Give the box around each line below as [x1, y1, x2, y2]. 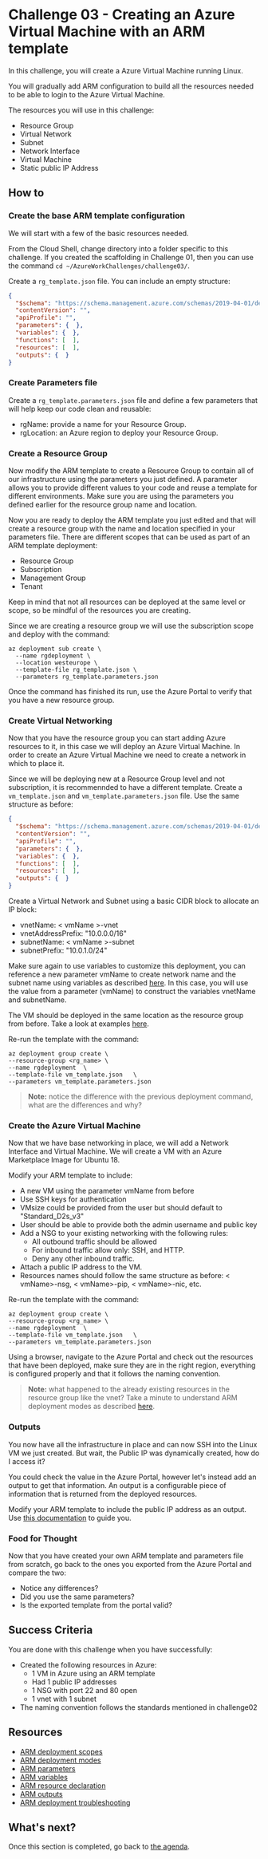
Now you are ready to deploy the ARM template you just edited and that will [8, 515, 257, 524]
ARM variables [19, 1772, 68, 1782]
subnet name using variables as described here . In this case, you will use [8, 978, 249, 988]
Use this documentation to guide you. [8, 1513, 132, 1522]
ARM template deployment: [8, 540, 98, 550]
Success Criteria [8, 1624, 93, 1637]
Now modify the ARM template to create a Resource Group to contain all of [8, 465, 254, 476]
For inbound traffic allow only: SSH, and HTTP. [31, 1245, 185, 1255]
